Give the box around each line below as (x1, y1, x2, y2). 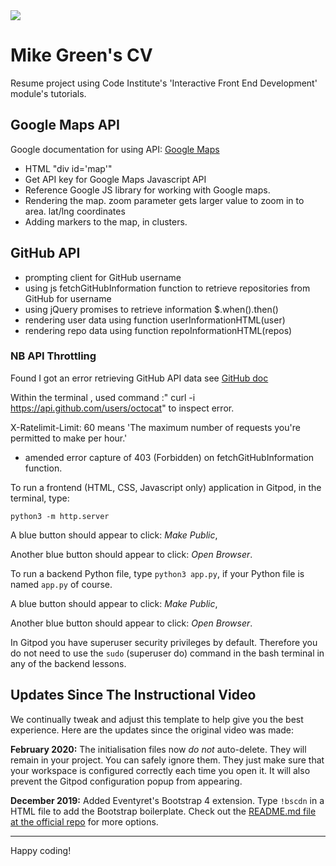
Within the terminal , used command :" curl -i (10, 391, 196, 403)
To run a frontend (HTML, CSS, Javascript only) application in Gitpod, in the (10, 481, 322, 493)
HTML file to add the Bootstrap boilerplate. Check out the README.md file (10, 805, 317, 817)
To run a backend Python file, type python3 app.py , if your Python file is (10, 567, 305, 579)
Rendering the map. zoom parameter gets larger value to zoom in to (24, 194, 305, 206)
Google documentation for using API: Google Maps (10, 143, 220, 155)
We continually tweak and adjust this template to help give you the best (10, 713, 304, 725)
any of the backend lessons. (10, 657, 127, 669)
